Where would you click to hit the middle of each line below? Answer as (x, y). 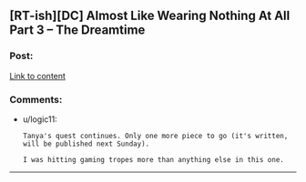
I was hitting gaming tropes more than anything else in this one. (153, 159)
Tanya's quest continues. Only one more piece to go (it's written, (155, 136)
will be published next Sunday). (86, 144)
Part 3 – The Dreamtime (77, 30)
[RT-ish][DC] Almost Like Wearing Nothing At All (150, 16)
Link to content (38, 76)
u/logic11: (40, 119)
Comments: (36, 99)
